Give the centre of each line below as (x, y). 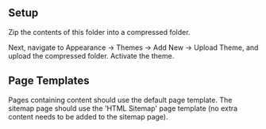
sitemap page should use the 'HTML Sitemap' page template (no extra (123, 108)
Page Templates (49, 81)
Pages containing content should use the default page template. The (120, 100)
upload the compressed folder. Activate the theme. (91, 55)
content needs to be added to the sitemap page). (88, 116)
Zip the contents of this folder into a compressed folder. (99, 32)
